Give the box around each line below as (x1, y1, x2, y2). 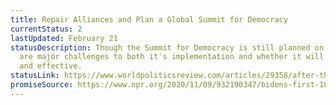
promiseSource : (10, 80, 74, 90)
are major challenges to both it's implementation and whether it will (19, 52, 325, 62)
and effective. (19, 61, 83, 71)
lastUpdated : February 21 (10, 33, 118, 43)
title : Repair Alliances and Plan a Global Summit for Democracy (10, 14, 288, 25)
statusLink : (10, 71, 60, 81)
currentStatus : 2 (10, 24, 83, 34)
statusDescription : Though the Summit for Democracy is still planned (10, 42, 311, 53)
